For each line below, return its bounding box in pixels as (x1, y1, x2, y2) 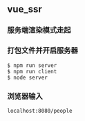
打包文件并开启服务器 (7, 46, 78, 55)
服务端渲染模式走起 (7, 26, 71, 35)
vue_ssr (7, 3, 43, 15)
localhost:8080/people (7, 107, 73, 114)
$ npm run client (7, 68, 57, 75)
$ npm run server (7, 62, 57, 69)
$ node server (7, 74, 48, 81)
